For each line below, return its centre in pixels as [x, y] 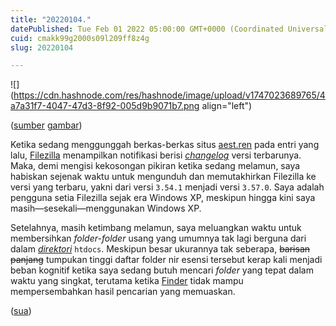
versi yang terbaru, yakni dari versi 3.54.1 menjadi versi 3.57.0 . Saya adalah [167, 187]
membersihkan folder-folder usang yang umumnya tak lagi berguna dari [158, 238]
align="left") [227, 106]
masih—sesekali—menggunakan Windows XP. [106, 208]
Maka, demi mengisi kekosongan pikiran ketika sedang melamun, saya [155, 166]
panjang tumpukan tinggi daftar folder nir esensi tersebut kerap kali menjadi [166, 260]
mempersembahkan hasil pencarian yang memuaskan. [123, 292]
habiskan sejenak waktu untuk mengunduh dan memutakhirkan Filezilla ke [163, 177]
